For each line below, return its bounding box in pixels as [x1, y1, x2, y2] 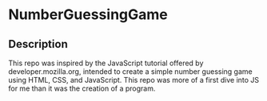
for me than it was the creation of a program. [8, 84, 156, 93]
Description [8, 37, 68, 51]
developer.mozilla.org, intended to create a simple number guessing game [8, 67, 253, 76]
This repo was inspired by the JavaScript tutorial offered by [8, 58, 204, 68]
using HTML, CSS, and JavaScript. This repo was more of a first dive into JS [8, 76, 260, 84]
